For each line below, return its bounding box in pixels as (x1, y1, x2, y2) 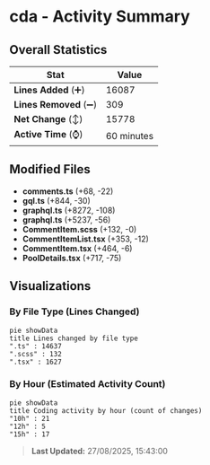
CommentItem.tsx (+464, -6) (22, 242, 133, 253)
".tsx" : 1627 (9, 357, 63, 366)
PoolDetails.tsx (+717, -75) (22, 252, 122, 263)
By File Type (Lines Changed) (9, 305, 140, 318)
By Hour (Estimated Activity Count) (9, 378, 166, 390)
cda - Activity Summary (9, 6, 190, 27)
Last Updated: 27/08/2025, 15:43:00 (31, 445, 169, 456)
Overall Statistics (9, 42, 108, 57)
